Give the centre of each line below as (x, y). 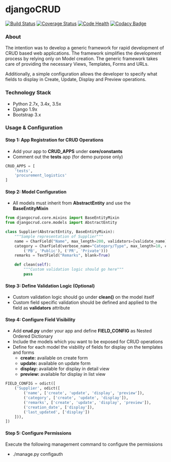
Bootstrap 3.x (27, 114)
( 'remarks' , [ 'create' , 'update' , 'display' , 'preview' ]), (88, 402)
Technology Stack (28, 93)
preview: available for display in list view (63, 374)
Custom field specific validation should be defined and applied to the (85, 302)
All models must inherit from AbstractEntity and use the (72, 203)
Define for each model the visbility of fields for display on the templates (88, 347)
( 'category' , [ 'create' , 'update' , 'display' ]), (76, 398)
